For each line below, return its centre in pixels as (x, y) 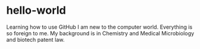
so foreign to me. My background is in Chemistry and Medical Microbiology (100, 33)
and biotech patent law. (35, 39)
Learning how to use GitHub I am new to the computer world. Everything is (99, 27)
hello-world (36, 10)
